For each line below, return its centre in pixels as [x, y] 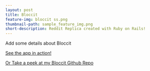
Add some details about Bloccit [38, 43]
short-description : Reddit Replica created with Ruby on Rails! [76, 29]
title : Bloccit [22, 15]
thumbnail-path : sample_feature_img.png [49, 24]
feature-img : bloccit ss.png [36, 19]
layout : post [19, 10]
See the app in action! [29, 53]
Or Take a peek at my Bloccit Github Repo [50, 63]
